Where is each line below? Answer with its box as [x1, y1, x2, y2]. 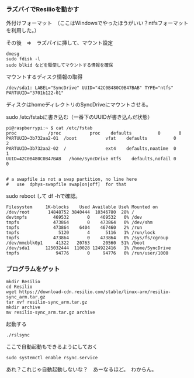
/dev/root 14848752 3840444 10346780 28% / [6, 209, 134, 215]
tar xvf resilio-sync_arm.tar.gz [6, 299, 88, 305]
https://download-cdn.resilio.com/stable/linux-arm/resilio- [19, 288, 171, 295]
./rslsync [6, 332, 30, 338]
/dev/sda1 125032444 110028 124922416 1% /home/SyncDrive [6, 245, 171, 251]
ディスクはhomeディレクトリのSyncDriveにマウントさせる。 [6, 101, 151, 108]
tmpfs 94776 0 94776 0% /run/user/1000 [6, 250, 168, 256]
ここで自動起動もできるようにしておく [6, 343, 98, 350]
